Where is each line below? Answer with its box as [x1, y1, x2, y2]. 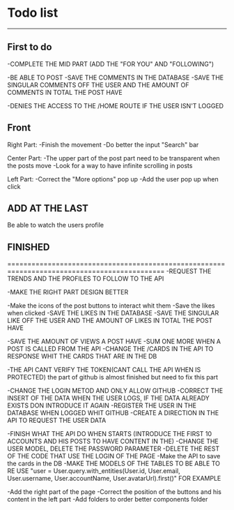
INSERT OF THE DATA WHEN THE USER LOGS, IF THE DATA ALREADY [7, 394, 210, 403]
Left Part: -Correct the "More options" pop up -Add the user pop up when [7, 174, 219, 183]
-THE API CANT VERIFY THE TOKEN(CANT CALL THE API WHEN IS [7, 366, 201, 374]
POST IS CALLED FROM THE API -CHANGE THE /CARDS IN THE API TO [7, 345, 214, 353]
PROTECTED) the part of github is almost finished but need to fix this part [7, 373, 218, 382]
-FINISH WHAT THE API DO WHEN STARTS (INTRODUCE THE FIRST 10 [7, 430, 212, 438]
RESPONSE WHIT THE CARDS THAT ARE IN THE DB [7, 352, 157, 361]
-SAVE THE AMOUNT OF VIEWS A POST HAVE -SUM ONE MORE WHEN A [7, 337, 221, 346]
